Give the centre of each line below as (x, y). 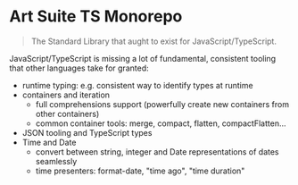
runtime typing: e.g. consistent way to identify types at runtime (137, 85)
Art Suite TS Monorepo (96, 17)
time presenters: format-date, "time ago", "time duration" (140, 171)
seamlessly (56, 161)
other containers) (67, 114)
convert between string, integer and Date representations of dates (157, 151)
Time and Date (49, 142)
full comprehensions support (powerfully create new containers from (162, 104)
